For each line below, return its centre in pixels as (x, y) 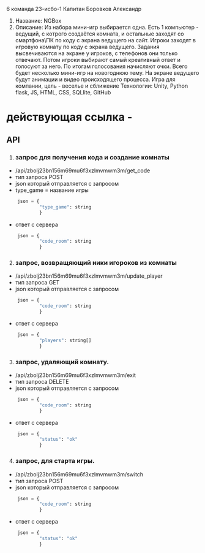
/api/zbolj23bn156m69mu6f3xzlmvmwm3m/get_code (83, 170)
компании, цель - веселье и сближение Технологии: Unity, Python (102, 86)
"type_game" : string (65, 207)
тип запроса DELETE (42, 381)
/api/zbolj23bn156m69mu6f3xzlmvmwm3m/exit (76, 375)
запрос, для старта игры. (55, 461)
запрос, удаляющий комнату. (62, 362)
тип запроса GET (37, 283)
